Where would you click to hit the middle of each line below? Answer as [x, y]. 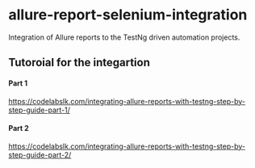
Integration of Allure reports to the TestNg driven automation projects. [124, 37]
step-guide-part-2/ [40, 154]
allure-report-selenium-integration [128, 15]
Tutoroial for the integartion [79, 63]
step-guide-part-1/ [39, 110]
